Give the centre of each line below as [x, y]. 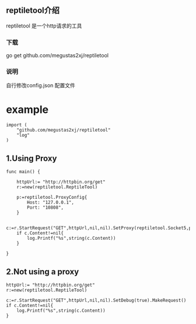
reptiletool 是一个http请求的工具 [44, 26]
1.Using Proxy [32, 158]
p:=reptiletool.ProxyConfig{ [52, 198]
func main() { [23, 172]
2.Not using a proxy [43, 272]
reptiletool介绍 [33, 11]
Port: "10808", [45, 208]
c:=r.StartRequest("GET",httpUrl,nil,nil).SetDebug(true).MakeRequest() [96, 300]
